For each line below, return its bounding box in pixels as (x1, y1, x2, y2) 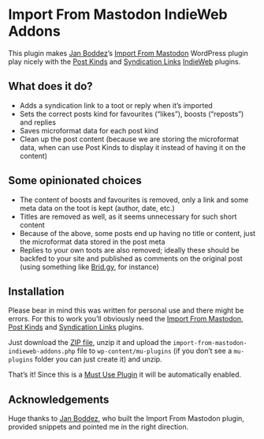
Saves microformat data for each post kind (19, 126, 159, 135)
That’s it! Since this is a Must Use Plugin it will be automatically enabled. (8, 370, 242, 380)
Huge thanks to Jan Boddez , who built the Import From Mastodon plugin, (8, 414, 244, 423)
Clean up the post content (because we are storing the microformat (19, 134, 239, 144)
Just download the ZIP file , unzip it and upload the (8, 338, 172, 347)
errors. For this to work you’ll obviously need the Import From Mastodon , (8, 314, 244, 324)
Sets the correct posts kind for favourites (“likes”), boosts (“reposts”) (19, 109, 244, 118)
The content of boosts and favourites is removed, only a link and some (19, 195, 249, 204)
